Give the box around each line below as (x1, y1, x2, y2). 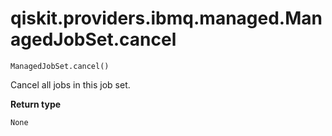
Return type (10, 98, 62, 110)
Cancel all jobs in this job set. (10, 78, 131, 91)
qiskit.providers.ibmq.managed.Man (10, 7, 323, 30)
